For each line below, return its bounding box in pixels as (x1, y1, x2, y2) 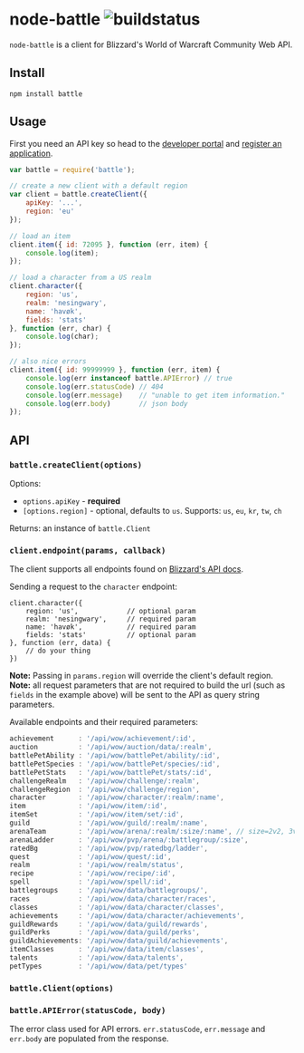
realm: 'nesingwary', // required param (25, 614, 196, 624)
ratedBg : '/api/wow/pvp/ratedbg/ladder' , (9, 844, 208, 853)
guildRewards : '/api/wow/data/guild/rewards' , (9, 920, 208, 929)
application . (9, 148, 53, 159)
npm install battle (9, 89, 83, 99)
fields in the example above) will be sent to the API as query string (9, 690, 261, 700)
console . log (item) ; (25, 248, 100, 257)
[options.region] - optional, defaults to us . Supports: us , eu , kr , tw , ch (22, 506, 282, 516)
